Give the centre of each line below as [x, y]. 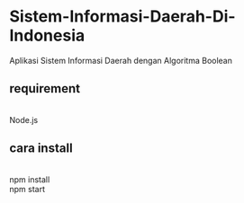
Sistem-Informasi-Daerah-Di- [122, 17]
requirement [45, 88]
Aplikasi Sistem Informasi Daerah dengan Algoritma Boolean [121, 60]
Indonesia [47, 35]
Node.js [24, 119]
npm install [30, 179]
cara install [41, 149]
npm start [27, 189]
